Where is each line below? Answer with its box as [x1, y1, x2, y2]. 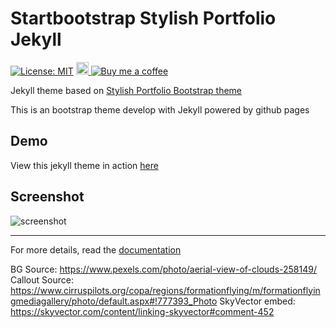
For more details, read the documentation [10, 243, 182, 256]
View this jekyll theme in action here [10, 159, 159, 171]
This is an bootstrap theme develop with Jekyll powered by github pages [10, 103, 310, 116]
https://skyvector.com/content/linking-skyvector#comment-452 [10, 305, 275, 317]
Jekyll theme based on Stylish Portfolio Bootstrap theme [10, 84, 243, 96]
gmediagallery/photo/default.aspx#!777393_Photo [10, 295, 218, 307]
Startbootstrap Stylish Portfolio [10, 7, 277, 30]
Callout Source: [10, 273, 74, 286]
